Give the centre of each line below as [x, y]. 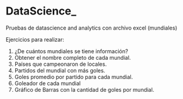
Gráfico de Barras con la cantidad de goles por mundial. [84, 89]
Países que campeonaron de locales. [61, 64]
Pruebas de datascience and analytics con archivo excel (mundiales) [91, 28]
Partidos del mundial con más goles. [60, 70]
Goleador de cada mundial [48, 83]
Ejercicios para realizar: [35, 39]
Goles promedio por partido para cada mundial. [74, 77]
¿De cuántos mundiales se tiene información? [71, 51]
